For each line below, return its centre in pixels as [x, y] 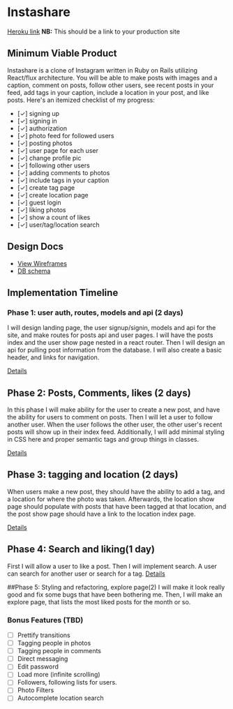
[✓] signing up [38, 113]
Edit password [38, 666]
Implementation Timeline [63, 293]
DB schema [34, 271]
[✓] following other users [54, 165]
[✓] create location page [53, 195]
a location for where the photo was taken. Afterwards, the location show [111, 499]
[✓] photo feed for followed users [66, 135]
